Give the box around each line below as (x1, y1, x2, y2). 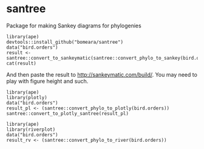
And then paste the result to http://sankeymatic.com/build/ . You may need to (6, 71, 197, 78)
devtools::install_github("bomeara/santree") (6, 39, 123, 45)
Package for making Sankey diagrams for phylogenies (6, 22, 141, 29)
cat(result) (6, 60, 36, 66)
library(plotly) (6, 94, 47, 100)
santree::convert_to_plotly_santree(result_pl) (6, 110, 129, 117)
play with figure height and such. (6, 77, 89, 85)
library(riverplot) (6, 126, 56, 133)
